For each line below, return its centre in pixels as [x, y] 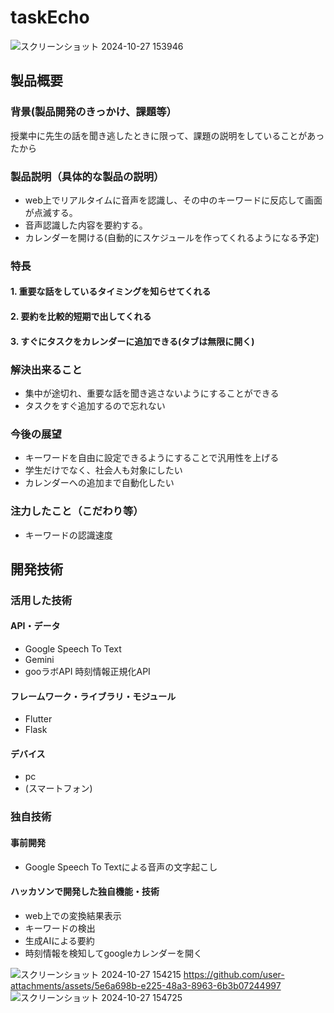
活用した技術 [41, 600]
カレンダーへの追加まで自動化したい [99, 483]
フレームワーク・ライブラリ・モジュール [93, 696]
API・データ [35, 626]
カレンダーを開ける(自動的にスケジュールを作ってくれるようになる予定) [172, 237]
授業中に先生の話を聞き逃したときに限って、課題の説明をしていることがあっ [167, 135]
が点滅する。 [51, 212]
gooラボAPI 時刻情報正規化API [87, 672]
